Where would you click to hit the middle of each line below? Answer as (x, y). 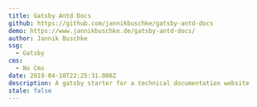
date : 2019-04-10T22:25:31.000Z (62, 76)
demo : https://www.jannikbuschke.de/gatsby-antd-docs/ (102, 31)
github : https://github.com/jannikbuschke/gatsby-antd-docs (111, 23)
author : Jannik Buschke (48, 38)
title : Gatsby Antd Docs (50, 16)
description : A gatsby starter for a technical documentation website (129, 83)
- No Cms (30, 68)
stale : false (30, 91)
